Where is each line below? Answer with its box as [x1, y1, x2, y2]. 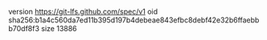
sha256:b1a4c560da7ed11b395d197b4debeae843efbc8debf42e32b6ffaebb [8, 15, 260, 25]
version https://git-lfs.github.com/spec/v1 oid [8, 7, 158, 16]
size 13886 [41, 24, 78, 33]
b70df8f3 [8, 24, 40, 33]
